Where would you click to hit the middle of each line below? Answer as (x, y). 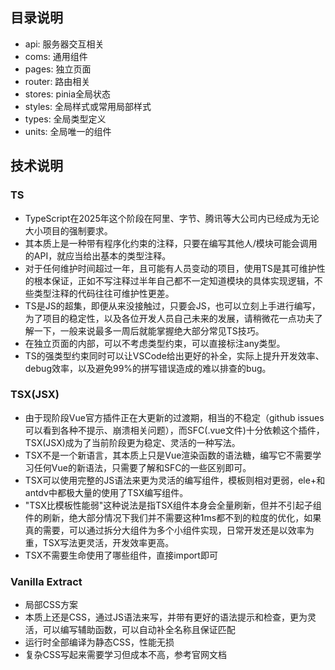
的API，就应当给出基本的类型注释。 (98, 255)
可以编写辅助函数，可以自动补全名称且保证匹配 (139, 630)
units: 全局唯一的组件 (68, 131)
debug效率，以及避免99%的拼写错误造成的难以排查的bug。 (148, 368)
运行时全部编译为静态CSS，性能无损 (99, 642)
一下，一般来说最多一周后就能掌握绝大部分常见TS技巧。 (149, 330)
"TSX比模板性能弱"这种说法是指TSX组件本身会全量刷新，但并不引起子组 (173, 505)
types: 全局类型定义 (65, 119)
